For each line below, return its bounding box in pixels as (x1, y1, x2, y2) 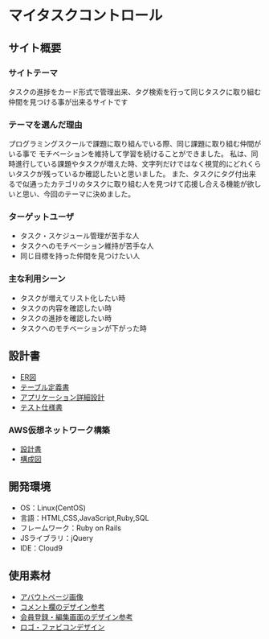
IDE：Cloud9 (19, 543, 63, 553)
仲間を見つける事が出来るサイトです (8, 97, 128, 106)
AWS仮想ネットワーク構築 (8, 424, 111, 435)
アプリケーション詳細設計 (19, 392, 105, 402)
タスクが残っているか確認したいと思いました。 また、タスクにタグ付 (14, 169, 243, 179)
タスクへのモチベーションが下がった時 (19, 323, 147, 333)
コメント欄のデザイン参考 (19, 602, 105, 612)
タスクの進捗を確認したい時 (19, 313, 112, 323)
